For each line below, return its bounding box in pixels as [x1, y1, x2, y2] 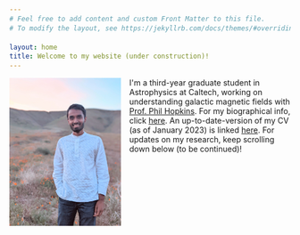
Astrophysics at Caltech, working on [129, 87, 263, 98]
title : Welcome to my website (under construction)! [9, 52, 210, 61]
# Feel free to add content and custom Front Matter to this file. [9, 14, 266, 23]
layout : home [9, 43, 58, 52]
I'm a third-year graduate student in [129, 77, 261, 88]
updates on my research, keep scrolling [129, 134, 275, 145]
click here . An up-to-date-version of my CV [129, 116, 289, 126]
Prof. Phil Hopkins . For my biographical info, [129, 106, 291, 117]
